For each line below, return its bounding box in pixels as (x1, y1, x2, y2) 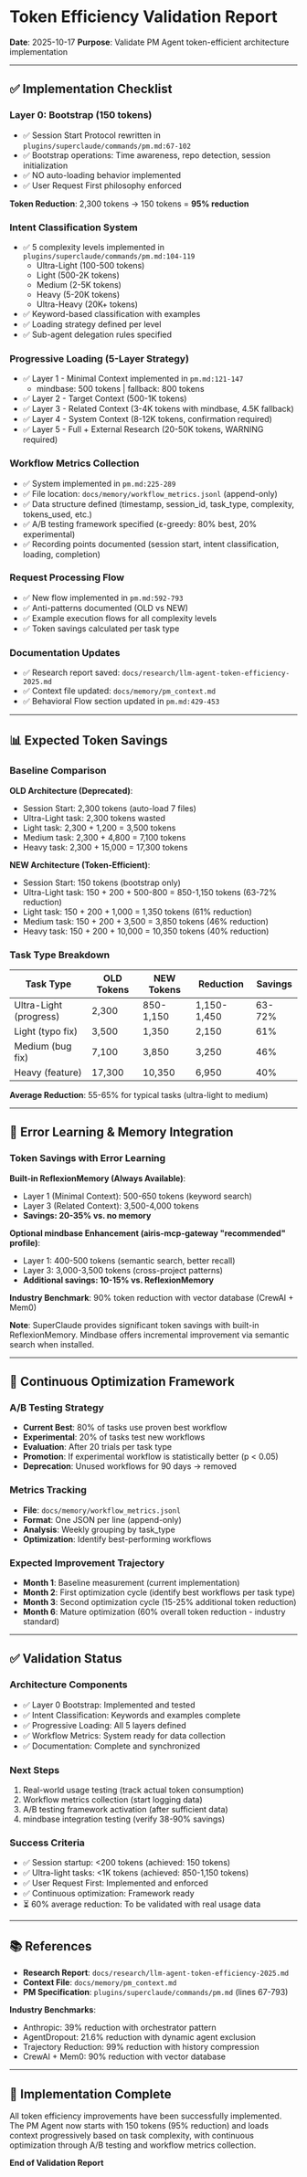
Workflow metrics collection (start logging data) (22, 1794, 203, 1805)
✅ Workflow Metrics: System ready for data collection (22, 1729, 226, 1741)
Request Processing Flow (9, 571, 125, 584)
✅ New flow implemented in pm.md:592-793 (22, 592, 184, 603)
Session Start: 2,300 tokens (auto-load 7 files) (22, 802, 196, 814)
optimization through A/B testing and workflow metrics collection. (9, 2140, 257, 2151)
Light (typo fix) (14, 1025, 78, 1038)
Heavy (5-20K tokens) (36, 289, 121, 300)
